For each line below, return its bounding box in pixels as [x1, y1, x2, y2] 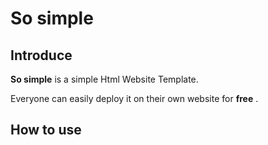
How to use [10, 122, 82, 139]
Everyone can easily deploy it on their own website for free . [10, 93, 259, 104]
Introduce [10, 47, 73, 64]
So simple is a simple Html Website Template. [10, 73, 199, 85]
